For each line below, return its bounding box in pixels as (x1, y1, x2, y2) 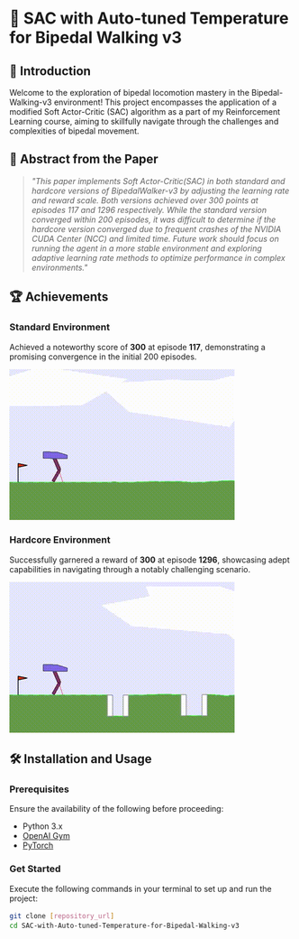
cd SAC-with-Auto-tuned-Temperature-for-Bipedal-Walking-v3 (9, 921, 240, 930)
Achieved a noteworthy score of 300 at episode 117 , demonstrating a (9, 341, 266, 352)
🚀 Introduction (9, 63, 92, 79)
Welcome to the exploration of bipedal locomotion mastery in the (9, 88, 250, 98)
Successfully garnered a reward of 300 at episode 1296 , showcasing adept (9, 554, 290, 565)
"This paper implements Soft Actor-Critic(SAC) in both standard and (31, 175, 285, 186)
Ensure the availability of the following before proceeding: (9, 804, 224, 814)
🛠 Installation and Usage (9, 751, 152, 767)
